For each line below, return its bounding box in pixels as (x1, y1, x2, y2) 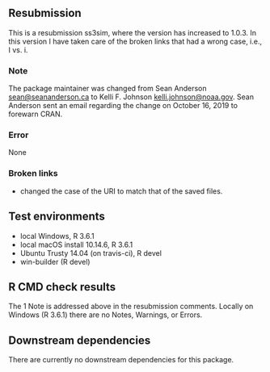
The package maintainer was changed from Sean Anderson (8, 84, 208, 94)
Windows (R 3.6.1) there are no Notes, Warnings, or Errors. (8, 310, 203, 320)
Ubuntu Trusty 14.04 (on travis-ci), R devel (19, 248, 162, 257)
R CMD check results (8, 280, 116, 294)
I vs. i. (8, 44, 28, 55)
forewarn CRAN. (8, 109, 63, 119)
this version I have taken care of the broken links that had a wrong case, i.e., (8, 36, 263, 46)
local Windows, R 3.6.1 (19, 231, 95, 240)
